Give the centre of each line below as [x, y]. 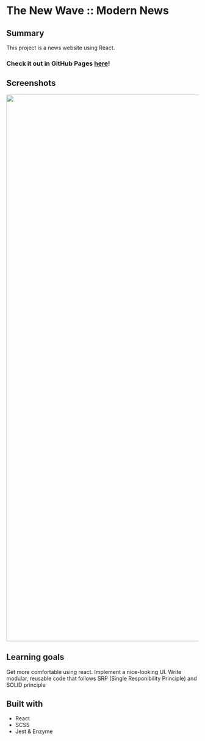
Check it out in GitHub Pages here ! [58, 63]
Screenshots [31, 83]
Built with [25, 704]
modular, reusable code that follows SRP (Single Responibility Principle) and [102, 678]
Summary [25, 33]
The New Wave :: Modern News [88, 11]
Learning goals [35, 657]
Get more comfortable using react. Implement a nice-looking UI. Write [94, 672]
